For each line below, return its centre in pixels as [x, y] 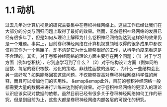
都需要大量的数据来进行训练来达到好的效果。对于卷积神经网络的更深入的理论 [83, 87]
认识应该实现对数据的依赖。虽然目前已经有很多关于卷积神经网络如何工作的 [81, 93]
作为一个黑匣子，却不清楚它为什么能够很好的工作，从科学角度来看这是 [90, 50]
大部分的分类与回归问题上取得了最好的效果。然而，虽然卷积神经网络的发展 [81, 31]
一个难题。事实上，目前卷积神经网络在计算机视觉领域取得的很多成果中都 [83, 43]
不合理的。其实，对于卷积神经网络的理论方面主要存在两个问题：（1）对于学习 [83, 56]
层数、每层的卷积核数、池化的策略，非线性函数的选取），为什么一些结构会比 [83, 68]
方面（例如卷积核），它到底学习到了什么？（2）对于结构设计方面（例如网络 [82, 62]
